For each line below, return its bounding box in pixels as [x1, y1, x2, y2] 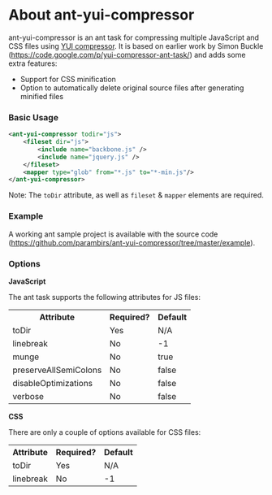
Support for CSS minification [19, 74, 116, 84]
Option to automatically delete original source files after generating [19, 83, 244, 93]
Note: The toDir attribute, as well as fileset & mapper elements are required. [8, 190, 264, 200]
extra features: [8, 59, 58, 68]
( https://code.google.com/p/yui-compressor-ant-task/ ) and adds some [8, 50, 246, 59]
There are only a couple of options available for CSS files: [8, 427, 201, 436]
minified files [19, 91, 63, 101]
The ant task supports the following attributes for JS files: [8, 292, 201, 302]
